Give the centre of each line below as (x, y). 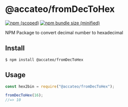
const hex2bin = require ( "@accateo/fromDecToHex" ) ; (60, 86)
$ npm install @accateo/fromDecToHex (44, 60)
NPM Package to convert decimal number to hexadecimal (64, 32)
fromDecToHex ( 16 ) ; (24, 96)
